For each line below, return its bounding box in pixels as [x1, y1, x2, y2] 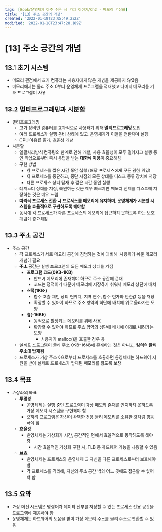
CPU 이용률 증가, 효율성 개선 [19, 137, 74, 143]
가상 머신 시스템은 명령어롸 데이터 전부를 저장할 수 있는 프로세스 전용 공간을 [12, 503, 154, 509]
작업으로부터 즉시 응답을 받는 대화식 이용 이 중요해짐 [24, 156, 121, 161]
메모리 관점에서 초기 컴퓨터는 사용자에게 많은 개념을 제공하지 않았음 [12, 78, 139, 83]
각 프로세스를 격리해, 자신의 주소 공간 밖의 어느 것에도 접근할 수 [26, 468, 145, 474]
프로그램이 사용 [17, 90, 46, 95]
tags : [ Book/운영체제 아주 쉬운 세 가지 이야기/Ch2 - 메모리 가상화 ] [5, 7, 128, 12]
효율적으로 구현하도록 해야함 [32, 204, 85, 210]
